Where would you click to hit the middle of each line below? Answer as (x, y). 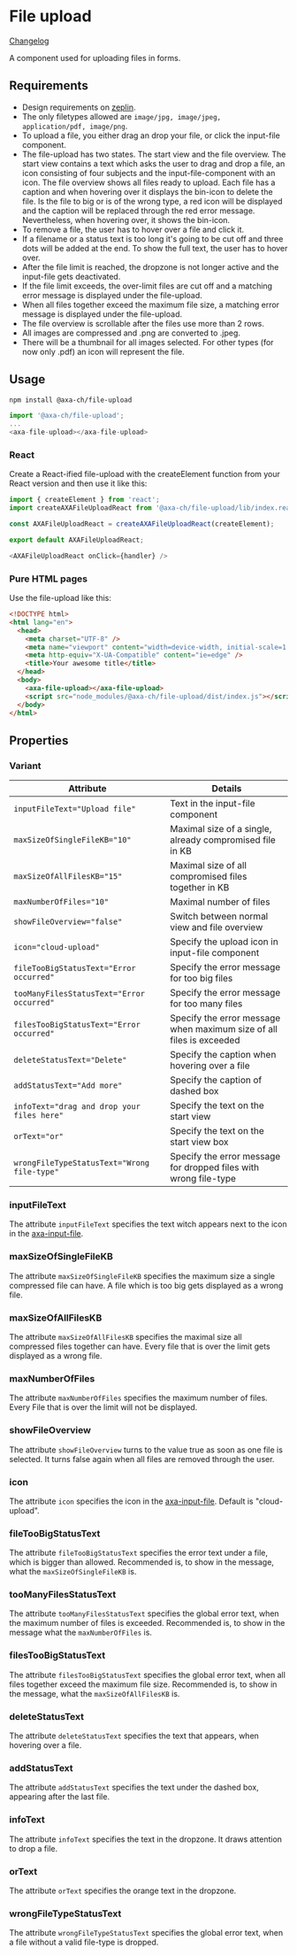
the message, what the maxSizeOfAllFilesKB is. (95, 1693)
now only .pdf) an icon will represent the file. (103, 351)
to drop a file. (34, 1848)
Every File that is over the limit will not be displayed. (103, 1407)
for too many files (206, 1004)
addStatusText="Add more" (68, 1086)
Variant (25, 766)
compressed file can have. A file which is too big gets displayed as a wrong (146, 1285)
